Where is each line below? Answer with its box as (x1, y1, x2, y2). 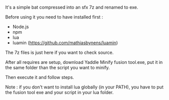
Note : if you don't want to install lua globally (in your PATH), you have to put (5, 84, 164, 90)
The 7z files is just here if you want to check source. (5, 50, 114, 55)
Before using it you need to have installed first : (5, 14, 103, 20)
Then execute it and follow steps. (5, 74, 74, 80)
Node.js (12, 24, 29, 30)
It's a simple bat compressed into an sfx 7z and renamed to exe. (5, 5, 139, 10)
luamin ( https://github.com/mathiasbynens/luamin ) (12, 40, 118, 46)
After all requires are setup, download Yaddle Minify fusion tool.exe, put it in (5, 59, 163, 65)
